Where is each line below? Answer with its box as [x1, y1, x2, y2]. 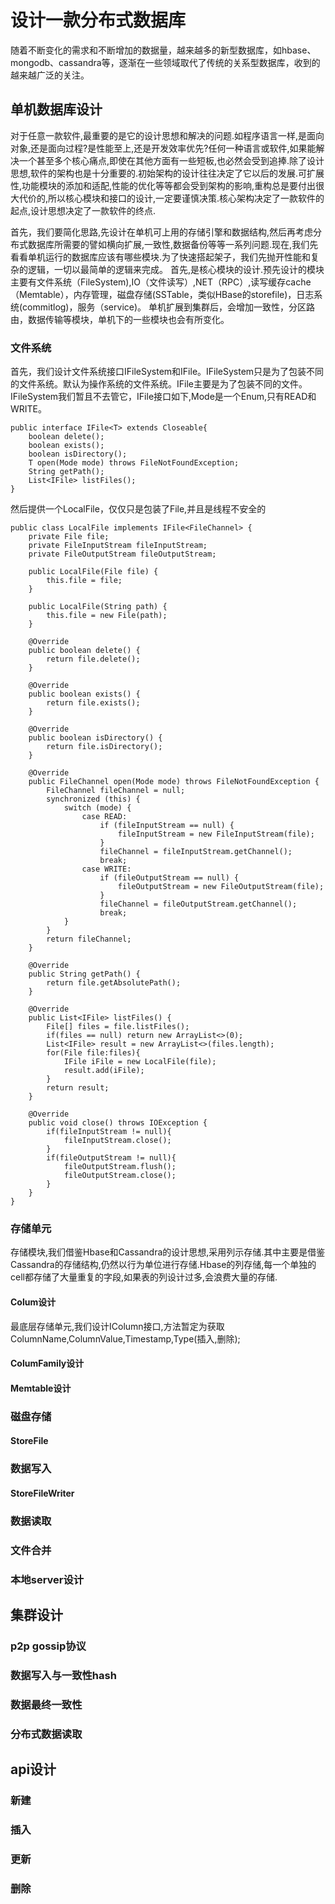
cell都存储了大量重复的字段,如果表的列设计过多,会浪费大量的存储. [10, 1271, 278, 1283]
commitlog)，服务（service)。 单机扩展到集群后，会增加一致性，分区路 [22, 301, 315, 313]
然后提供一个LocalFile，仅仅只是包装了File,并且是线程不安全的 [10, 503, 267, 515]
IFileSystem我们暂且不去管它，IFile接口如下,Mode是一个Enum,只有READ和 [10, 391, 317, 403]
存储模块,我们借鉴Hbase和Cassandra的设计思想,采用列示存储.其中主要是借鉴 [10, 1246, 326, 1258]
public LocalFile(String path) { [28, 602, 168, 612]
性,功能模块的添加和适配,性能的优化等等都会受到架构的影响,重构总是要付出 [10, 179, 317, 191]
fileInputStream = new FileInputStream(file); [117, 829, 315, 840]
